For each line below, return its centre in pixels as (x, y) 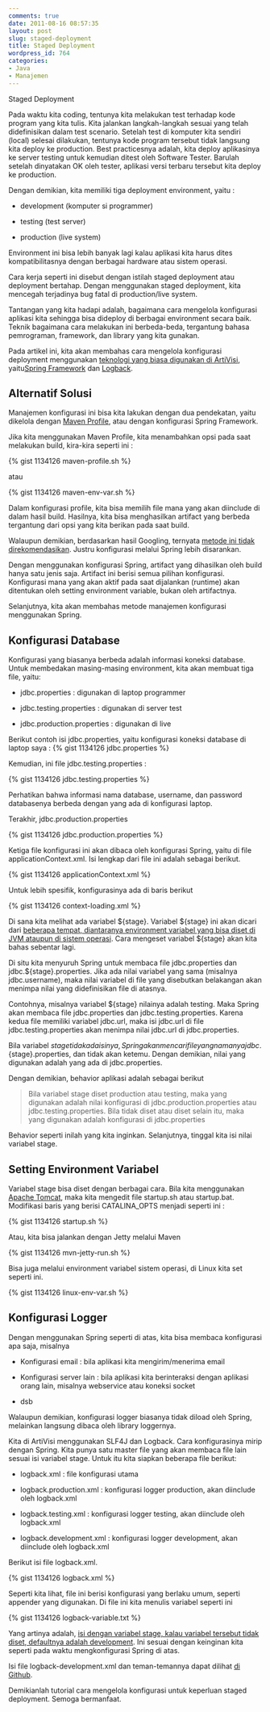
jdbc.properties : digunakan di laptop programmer (103, 693)
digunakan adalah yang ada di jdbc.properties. (85, 1063)
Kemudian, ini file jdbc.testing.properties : (77, 764)
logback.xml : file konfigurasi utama (79, 1474)
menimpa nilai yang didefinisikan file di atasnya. (88, 988)
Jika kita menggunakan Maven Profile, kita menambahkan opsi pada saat (130, 437)
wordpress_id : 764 (39, 53)
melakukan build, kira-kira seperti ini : (71, 445)
